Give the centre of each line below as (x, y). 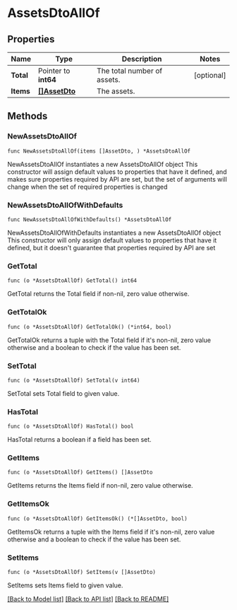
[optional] (210, 75)
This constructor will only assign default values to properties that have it (112, 240)
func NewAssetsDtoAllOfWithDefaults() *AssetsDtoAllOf (90, 219)
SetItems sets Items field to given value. (65, 585)
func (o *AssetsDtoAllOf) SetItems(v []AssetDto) (82, 573)
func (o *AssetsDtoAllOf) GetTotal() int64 (72, 281)
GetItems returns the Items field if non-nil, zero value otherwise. (100, 486)
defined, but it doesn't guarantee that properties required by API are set (111, 247)
